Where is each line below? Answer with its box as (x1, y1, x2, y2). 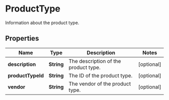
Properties (5, 34, 39, 43)
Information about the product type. (5, 20, 79, 26)
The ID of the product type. (68, 72, 133, 79)
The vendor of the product (68, 80, 131, 87)
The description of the (68, 57, 121, 64)
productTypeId (8, 72, 44, 79)
